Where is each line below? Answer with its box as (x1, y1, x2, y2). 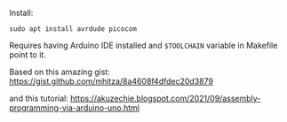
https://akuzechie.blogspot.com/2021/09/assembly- (69, 93, 261, 103)
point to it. (9, 50, 46, 60)
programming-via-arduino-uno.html (9, 103, 140, 113)
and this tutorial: (9, 93, 68, 103)
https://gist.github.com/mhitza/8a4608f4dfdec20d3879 (9, 76, 213, 87)
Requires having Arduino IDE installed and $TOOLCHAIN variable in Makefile (9, 40, 278, 50)
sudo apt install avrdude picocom (9, 25, 138, 34)
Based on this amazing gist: (9, 66, 111, 77)
